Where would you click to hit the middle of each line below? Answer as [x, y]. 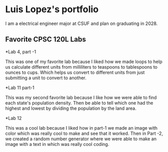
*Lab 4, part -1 [21, 51]
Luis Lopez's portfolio [52, 9]
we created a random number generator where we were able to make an [81, 139]
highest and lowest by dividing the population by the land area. [71, 108]
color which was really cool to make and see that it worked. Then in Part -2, [84, 133]
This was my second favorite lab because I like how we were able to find [81, 97]
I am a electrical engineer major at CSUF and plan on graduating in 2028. [81, 23]
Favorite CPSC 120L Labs [46, 39]
